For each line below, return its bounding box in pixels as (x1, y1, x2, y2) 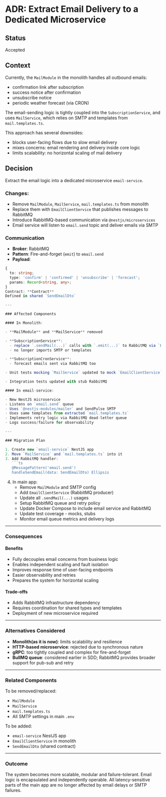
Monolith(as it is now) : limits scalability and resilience (12, 639, 123, 645)
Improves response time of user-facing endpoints (12, 567, 114, 573)
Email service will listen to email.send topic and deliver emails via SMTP (12, 222, 159, 228)
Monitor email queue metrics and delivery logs (19, 516, 115, 522)
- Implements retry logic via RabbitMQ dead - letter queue (5, 415, 127, 420)
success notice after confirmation (12, 89, 81, 95)
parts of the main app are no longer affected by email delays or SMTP (5, 782, 147, 788)
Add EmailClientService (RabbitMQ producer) (19, 490, 114, 496)
